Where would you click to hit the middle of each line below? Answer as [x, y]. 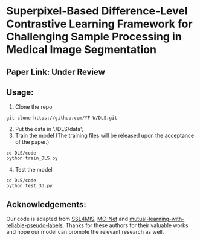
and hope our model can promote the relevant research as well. [85, 232]
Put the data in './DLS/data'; [49, 129]
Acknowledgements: [46, 204]
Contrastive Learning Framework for [99, 24]
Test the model [34, 170]
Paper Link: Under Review [56, 72]
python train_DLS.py [32, 158]
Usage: [20, 92]
